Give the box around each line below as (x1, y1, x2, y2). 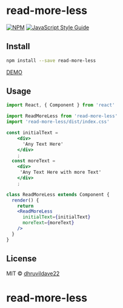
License (6, 253, 37, 264)
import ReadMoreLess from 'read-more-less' (6, 113, 118, 119)
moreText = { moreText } (22, 220, 75, 226)
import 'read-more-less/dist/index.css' (6, 119, 110, 125)
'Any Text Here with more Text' (19, 169, 102, 176)
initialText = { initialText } (22, 214, 91, 221)
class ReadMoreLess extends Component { (6, 191, 110, 197)
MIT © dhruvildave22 (6, 270, 60, 277)
